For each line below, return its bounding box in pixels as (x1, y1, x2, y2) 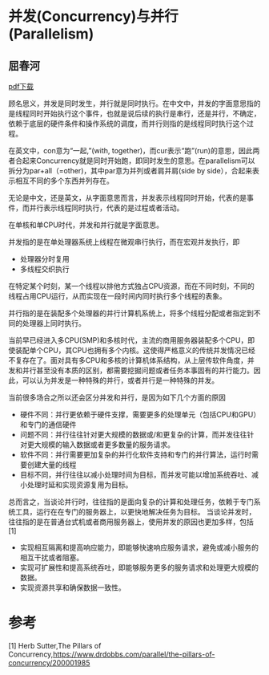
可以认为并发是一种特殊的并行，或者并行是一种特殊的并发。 (22, 376, 219, 385)
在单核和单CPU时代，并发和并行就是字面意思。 (8, 220, 164, 230)
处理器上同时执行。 (22, 319, 86, 327)
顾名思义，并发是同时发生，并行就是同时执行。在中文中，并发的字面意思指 (8, 99, 254, 108)
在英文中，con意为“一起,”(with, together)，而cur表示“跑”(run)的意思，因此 (8, 146, 253, 155)
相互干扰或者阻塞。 (19, 553, 84, 562)
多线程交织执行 (19, 264, 70, 274)
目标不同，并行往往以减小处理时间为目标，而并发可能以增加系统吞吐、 (19, 470, 252, 479)
